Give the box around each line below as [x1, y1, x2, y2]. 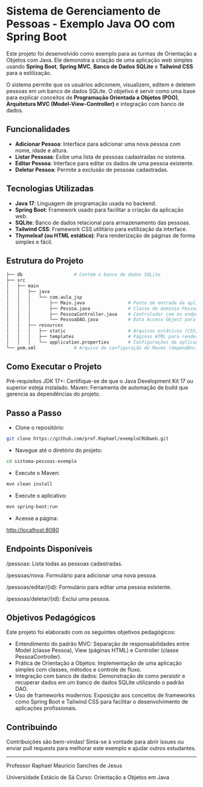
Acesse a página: [14, 514, 59, 521]
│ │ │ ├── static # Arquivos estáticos [6, 328, 182, 334]
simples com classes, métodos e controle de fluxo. [14, 666, 142, 673]
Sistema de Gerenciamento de [6, 4, 161, 18]
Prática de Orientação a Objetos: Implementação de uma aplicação [14, 659, 182, 667]
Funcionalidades [6, 124, 71, 134]
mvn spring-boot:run [6, 503, 59, 509]
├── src [6, 277, 26, 284]
